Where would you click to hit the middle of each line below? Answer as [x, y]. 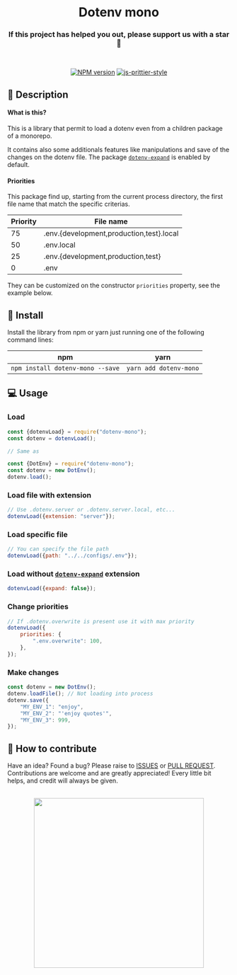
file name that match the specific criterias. [69, 204]
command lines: [31, 340]
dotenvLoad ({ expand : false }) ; [52, 589]
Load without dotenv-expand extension [74, 574]
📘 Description [38, 94]
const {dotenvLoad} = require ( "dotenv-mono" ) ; [77, 432]
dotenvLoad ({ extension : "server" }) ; [61, 517]
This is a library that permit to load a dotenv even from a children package [115, 129]
